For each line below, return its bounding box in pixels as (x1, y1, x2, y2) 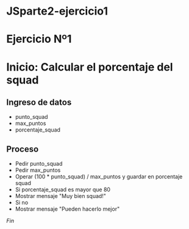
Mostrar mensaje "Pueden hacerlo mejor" (15, 205, 120, 213)
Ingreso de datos (6, 97, 72, 107)
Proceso (6, 144, 39, 154)
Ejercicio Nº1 (6, 32, 72, 46)
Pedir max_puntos (15, 166, 61, 174)
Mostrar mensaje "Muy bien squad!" (15, 192, 107, 200)
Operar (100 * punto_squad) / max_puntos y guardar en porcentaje (15, 173, 183, 180)
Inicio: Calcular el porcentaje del (6, 60, 173, 74)
